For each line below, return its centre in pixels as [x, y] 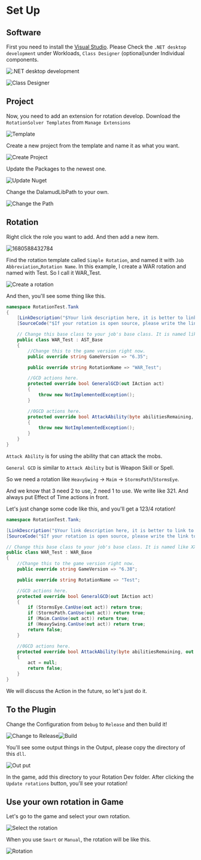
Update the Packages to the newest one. [56, 169]
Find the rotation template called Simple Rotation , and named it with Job [95, 260]
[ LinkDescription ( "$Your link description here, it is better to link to [100, 530]
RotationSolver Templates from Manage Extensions [68, 122]
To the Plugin [31, 710]
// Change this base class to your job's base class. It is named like [97, 547]
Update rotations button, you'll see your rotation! [67, 783]
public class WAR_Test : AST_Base [60, 340]
